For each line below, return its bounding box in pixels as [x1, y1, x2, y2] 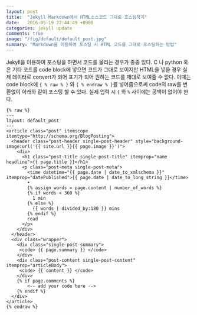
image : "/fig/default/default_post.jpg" [6, 36, 107, 42]
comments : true [6, 31, 44, 37]
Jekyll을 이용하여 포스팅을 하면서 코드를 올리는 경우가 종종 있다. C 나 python [6, 59, 182, 66]
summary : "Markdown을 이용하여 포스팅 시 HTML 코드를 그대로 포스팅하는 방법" [6, 42, 177, 48]
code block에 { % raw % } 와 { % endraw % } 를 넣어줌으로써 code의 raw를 [6, 80, 182, 87]
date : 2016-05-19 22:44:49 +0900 [6, 20, 94, 25]
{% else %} [27, 200, 54, 206]
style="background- [135, 138, 183, 144]
